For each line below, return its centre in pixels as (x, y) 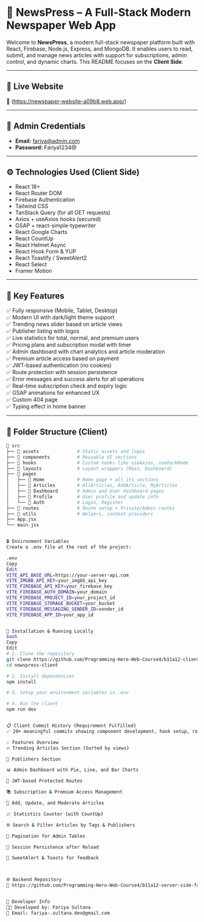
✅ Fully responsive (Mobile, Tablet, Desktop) (62, 311)
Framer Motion (34, 271)
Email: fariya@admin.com (47, 141)
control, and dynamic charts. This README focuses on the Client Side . (95, 62)
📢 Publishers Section (34, 759)
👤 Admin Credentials (46, 126)
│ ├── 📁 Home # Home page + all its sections (83, 480)
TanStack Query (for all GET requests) (63, 213)
